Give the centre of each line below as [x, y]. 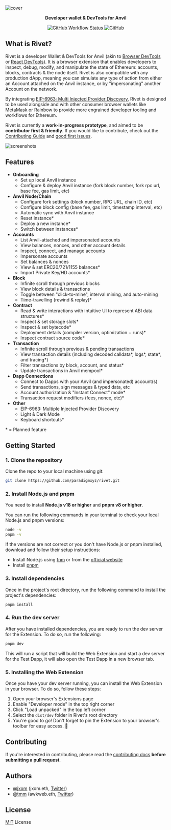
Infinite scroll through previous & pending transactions [77, 349]
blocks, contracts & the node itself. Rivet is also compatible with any [77, 72]
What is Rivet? [29, 44]
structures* [32, 316]
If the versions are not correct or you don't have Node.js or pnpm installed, [84, 544]
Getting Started [30, 446]
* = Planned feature [26, 429]
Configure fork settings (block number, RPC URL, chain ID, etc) [86, 201]
